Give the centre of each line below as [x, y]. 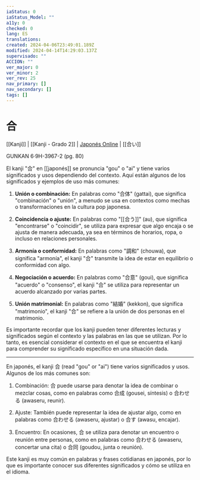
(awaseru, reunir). [43, 400]
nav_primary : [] [26, 84]
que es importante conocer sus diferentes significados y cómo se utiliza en [98, 465]
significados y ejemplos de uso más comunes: [63, 181]
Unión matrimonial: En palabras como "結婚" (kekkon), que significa [99, 304]
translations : [24, 39]
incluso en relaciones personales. [56, 238]
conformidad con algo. [43, 265]
